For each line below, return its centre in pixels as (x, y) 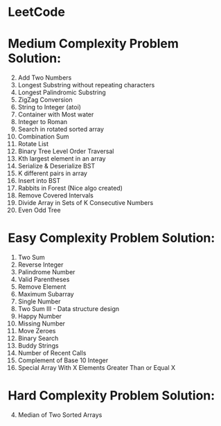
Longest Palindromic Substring (62, 92)
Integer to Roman (43, 122)
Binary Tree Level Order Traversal (66, 151)
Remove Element (42, 287)
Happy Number (39, 317)
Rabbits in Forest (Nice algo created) (70, 188)
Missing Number (41, 323)
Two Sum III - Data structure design (69, 309)
